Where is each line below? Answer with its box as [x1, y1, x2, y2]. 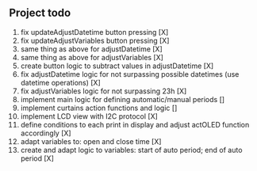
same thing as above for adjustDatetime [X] [20, 44, 163, 54]
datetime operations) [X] [20, 78, 102, 87]
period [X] [20, 154, 54, 163]
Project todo [9, 6, 71, 20]
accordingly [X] [20, 128, 71, 138]
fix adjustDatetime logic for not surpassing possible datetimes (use [20, 69, 240, 78]
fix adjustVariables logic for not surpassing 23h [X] [20, 86, 187, 96]
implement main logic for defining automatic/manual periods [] [20, 94, 225, 104]
